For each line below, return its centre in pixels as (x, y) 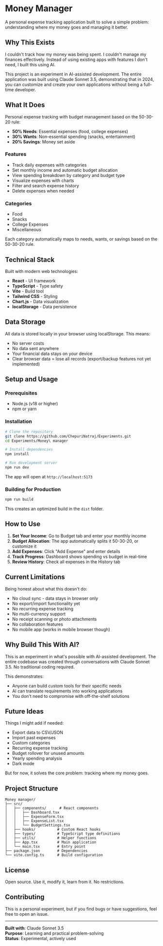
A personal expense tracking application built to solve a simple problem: (77, 22)
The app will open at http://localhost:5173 (49, 476)
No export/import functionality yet (46, 603)
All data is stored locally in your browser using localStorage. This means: (78, 334)
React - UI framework (34, 280)
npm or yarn (24, 409)
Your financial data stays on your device (52, 354)
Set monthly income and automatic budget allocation (65, 170)
